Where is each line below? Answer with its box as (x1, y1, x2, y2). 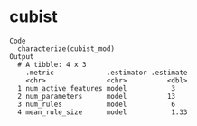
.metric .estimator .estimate (25, 68, 188, 77)
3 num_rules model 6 (17, 100, 176, 109)
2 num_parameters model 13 (17, 92, 176, 101)
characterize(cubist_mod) (17, 44, 116, 53)
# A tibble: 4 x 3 (17, 60, 88, 69)
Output (9, 52, 34, 61)
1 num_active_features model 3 (17, 83, 176, 92)
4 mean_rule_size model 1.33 (17, 107, 188, 117)
